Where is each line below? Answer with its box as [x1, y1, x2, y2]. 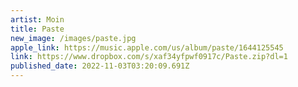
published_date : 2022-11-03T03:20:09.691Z [10, 61, 190, 71]
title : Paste [10, 24, 65, 34]
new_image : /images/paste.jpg [10, 33, 137, 43]
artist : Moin [10, 14, 65, 25]
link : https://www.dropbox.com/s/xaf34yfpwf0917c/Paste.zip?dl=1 [10, 52, 288, 62]
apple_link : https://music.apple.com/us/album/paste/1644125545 [10, 42, 284, 53]
